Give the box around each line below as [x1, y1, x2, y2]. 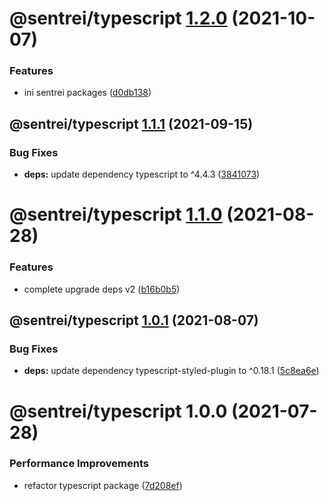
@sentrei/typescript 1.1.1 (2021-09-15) [9, 115, 254, 132]
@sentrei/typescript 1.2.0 [9, 7, 228, 30]
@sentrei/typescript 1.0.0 [9, 400, 228, 422]
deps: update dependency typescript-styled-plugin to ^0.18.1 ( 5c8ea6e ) [23, 365, 320, 377]
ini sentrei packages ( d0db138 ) [23, 87, 152, 99]
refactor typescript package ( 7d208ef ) [23, 479, 183, 491]
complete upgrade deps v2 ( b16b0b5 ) [23, 283, 181, 295]
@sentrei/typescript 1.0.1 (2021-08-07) [9, 312, 259, 329]
